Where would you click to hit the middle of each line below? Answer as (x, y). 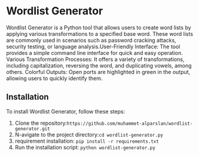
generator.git (32, 129)
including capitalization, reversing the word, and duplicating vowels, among (99, 65)
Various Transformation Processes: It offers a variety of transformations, (95, 59)
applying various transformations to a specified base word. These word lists (99, 33)
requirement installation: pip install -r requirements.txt (87, 141)
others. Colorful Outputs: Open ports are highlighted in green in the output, (98, 72)
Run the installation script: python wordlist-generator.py (85, 147)
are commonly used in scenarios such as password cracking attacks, (91, 40)
